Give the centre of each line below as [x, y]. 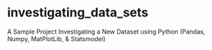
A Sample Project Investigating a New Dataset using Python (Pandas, [106, 32]
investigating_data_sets [78, 13]
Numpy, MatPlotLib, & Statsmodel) [56, 38]
